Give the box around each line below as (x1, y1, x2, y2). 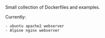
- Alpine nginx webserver (5, 28, 60, 33)
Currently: (5, 14, 26, 19)
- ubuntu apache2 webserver (5, 23, 65, 28)
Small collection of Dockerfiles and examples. (5, 4, 100, 10)
